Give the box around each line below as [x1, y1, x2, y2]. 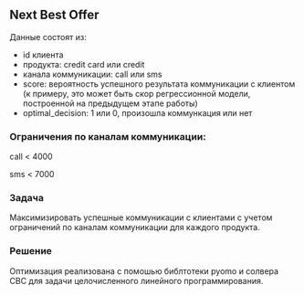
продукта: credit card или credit [22, 58, 145, 69]
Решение [9, 245, 53, 258]
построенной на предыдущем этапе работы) [22, 98, 198, 109]
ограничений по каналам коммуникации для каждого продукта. [9, 222, 260, 233]
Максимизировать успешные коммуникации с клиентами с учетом [9, 212, 273, 223]
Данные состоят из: [9, 31, 87, 42]
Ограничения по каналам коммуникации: [9, 130, 207, 142]
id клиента [22, 49, 64, 60]
